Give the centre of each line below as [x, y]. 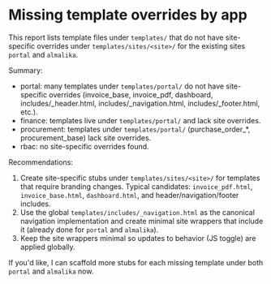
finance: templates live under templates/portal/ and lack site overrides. [140, 120]
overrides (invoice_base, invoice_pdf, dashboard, [131, 94]
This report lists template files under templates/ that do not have [116, 37]
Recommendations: [41, 162]
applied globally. [47, 247]
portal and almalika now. [51, 271]
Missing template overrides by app [128, 15]
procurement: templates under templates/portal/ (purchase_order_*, [135, 129]
